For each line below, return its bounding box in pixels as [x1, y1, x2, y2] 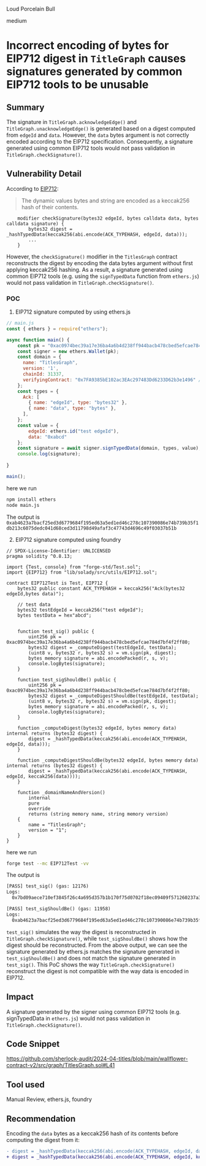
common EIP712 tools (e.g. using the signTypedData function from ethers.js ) [6, 272, 199, 280]
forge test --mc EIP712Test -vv [6, 860, 89, 867]
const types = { [17, 388, 59, 395]
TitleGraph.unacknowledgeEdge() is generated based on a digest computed [6, 125, 196, 132]
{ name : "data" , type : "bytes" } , [28, 405, 116, 412]
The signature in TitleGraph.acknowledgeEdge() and [6, 118, 137, 125]
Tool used [6, 1079, 45, 1090]
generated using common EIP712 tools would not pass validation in [6, 144, 175, 152]
